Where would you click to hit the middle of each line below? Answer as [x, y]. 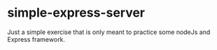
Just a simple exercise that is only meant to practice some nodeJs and [109, 32]
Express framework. [36, 39]
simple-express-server [76, 13]
